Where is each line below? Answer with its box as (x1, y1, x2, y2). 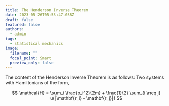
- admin (10, 31, 27, 37)
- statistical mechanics (10, 41, 63, 46)
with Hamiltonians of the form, (5, 80, 69, 86)
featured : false (5, 22, 40, 27)
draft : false (5, 17, 33, 22)
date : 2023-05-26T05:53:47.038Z (5, 12, 74, 17)
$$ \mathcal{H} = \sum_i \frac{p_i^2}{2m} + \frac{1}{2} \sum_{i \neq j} (12, 90, 161, 96)
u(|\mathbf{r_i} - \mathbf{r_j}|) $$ (50, 95, 122, 101)
